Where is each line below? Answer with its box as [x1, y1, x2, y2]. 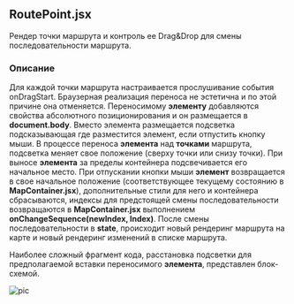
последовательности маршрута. [9, 40, 132, 50]
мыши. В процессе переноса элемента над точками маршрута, [9, 139, 253, 149]
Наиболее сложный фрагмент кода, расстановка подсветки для [9, 249, 252, 260]
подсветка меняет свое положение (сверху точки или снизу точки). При [9, 148, 283, 158]
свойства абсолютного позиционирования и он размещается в [9, 110, 249, 121]
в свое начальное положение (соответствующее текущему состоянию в [9, 176, 284, 186]
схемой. [9, 269, 40, 279]
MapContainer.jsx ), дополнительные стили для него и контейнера [9, 186, 259, 196]
